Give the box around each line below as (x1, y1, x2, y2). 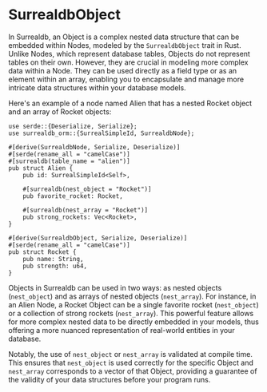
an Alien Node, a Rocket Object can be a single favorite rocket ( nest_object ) (8, 299, 260, 309)
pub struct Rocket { (8, 247, 78, 256)
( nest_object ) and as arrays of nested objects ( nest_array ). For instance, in (8, 291, 257, 301)
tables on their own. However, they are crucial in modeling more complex (8, 57, 249, 67)
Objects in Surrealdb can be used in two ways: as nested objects (8, 283, 222, 292)
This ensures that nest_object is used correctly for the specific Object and (8, 358, 253, 367)
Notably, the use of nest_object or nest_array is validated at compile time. (8, 349, 253, 358)
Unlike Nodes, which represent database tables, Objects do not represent (8, 49, 250, 58)
